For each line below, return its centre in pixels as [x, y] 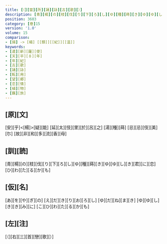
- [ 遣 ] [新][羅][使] [24, 51]
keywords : [15, 47]
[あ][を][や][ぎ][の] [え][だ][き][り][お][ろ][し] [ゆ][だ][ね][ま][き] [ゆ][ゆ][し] [83, 200]
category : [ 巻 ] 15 [23, 24]
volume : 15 [16, 33]
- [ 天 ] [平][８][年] [24, 56]
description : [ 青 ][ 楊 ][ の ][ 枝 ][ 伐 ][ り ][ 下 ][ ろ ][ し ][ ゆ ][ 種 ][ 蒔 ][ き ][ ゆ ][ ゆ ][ [82, 14]
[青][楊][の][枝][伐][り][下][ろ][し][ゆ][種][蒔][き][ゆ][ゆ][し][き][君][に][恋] [81, 164]
